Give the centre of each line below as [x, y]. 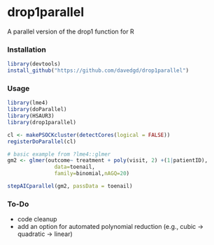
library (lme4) [28, 103]
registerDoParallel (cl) [42, 141]
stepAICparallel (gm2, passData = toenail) [70, 186]
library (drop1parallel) [42, 122]
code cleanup [37, 219]
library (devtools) [34, 64]
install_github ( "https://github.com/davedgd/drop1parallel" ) [98, 70]
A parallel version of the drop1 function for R [71, 31]
